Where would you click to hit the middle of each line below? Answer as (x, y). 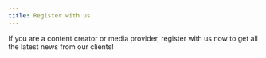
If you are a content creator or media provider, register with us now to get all (133, 38)
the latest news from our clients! (61, 46)
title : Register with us (49, 15)
